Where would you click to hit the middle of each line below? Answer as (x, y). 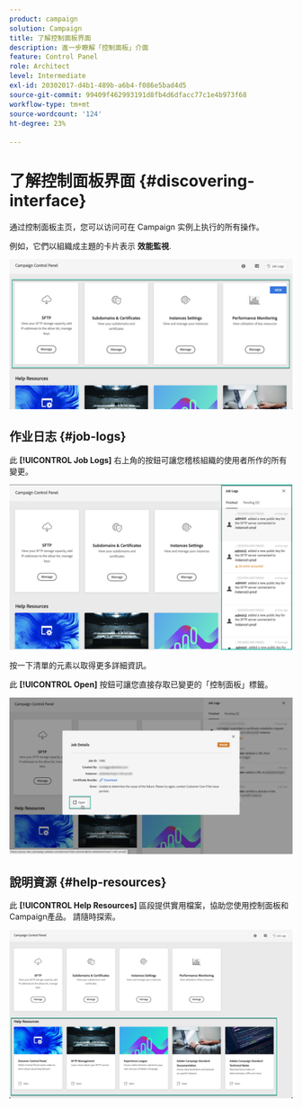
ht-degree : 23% (38, 123)
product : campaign (44, 19)
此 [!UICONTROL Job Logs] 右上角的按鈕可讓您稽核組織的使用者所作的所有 (148, 460)
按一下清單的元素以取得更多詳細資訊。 (80, 665)
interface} (48, 201)
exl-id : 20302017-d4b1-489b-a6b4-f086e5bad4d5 (98, 85)
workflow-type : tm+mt (50, 104)
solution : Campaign (46, 28)
